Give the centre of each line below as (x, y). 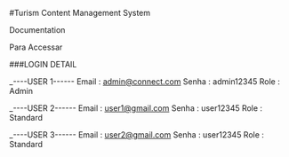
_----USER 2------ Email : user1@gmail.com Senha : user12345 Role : (136, 108)
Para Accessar (36, 47)
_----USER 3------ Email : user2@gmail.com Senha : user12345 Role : (137, 135)
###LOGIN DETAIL (43, 64)
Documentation (37, 30)
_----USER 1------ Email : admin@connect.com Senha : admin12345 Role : (144, 82)
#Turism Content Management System (80, 13)
